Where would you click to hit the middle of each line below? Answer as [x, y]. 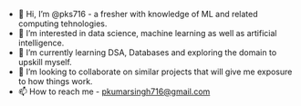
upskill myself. [45, 62]
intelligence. [41, 43]
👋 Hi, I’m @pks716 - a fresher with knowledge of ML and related [138, 14]
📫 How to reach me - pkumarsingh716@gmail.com [114, 92]
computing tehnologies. [62, 24]
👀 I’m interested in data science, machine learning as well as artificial [147, 33]
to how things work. [55, 81]
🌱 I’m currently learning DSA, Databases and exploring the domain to [147, 53]
